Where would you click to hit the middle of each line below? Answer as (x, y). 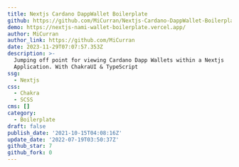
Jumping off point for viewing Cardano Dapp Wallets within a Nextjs (119, 60)
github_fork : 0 (30, 153)
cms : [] (19, 107)
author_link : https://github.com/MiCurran (71, 41)
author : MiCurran (33, 34)
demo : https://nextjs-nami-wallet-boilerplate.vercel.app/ (97, 27)
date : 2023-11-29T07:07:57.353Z (55, 47)
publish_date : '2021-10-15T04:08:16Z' (65, 133)
